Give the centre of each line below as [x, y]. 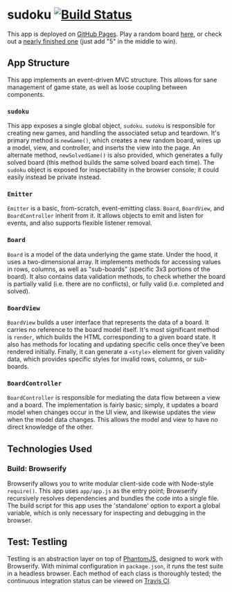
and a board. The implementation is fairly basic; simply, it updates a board [113, 405]
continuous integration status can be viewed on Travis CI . [89, 580]
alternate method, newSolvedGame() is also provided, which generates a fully [115, 155]
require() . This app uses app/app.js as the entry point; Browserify [102, 490]
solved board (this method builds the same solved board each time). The [111, 163]
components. [26, 94]
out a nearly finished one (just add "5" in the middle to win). [92, 41]
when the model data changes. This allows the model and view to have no [113, 420]
